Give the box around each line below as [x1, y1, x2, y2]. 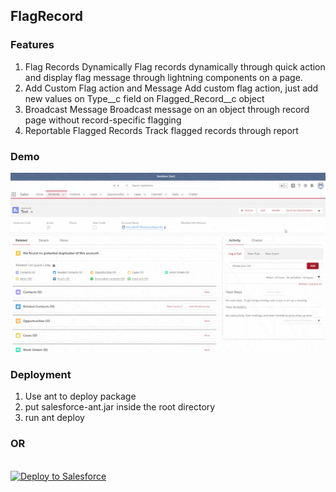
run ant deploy [24, 412, 85, 424]
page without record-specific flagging [24, 114, 182, 126]
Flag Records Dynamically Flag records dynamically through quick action [24, 60, 326, 73]
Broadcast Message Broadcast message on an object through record [24, 103, 310, 115]
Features [10, 38, 55, 52]
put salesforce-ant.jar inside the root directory [24, 401, 216, 413]
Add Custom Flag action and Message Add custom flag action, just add [24, 82, 319, 94]
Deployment [10, 367, 72, 381]
